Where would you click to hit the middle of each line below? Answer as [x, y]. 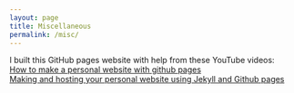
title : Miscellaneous [51, 26]
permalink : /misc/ [44, 34]
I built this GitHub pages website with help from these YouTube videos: [142, 60]
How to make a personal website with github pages [106, 70]
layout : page [34, 18]
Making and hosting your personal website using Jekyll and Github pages [147, 79]
